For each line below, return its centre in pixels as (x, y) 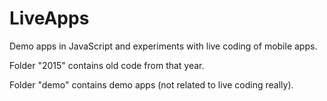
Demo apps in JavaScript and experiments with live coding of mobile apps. (163, 46)
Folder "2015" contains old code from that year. (107, 65)
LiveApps (49, 18)
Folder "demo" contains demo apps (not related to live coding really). (151, 84)
